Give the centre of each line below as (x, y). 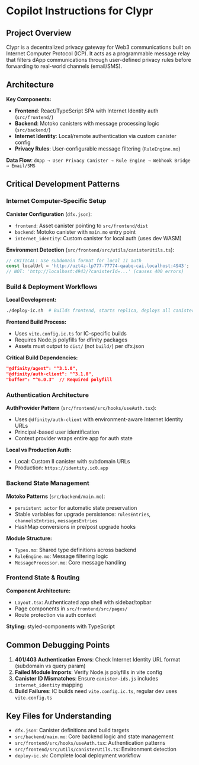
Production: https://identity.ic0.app (61, 468)
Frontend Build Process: (36, 322)
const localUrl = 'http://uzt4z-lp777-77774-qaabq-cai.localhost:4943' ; (98, 266)
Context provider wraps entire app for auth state (74, 438)
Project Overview (39, 33)
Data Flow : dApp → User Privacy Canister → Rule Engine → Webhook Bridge (98, 160)
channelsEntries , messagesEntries (56, 520)
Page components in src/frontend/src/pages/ (71, 609)
